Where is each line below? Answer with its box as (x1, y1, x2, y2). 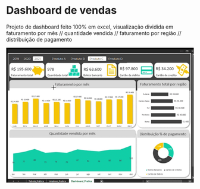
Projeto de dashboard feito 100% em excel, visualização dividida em (6, 23, 174, 30)
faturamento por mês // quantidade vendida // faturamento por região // (6, 29, 182, 36)
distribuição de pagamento (6, 36, 73, 43)
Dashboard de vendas (6, 4, 117, 17)
